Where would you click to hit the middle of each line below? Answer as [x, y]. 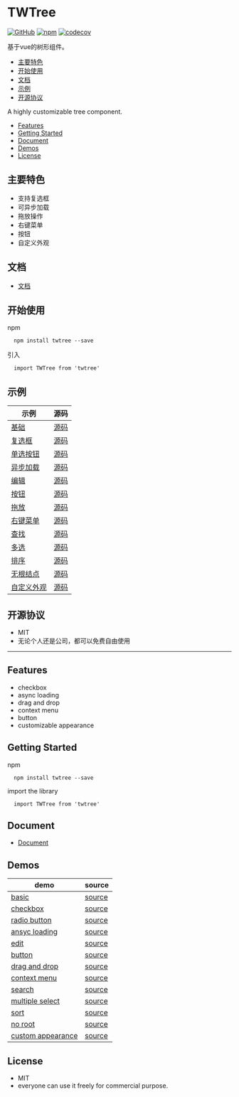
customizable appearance [56, 725]
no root [23, 1024]
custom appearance [44, 1036]
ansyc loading [34, 932]
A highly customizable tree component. [65, 112]
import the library [33, 791]
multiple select [36, 1001]
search [22, 990]
